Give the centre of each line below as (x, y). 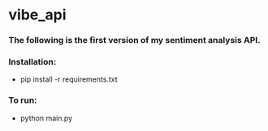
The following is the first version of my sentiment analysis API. (135, 40)
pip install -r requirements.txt (69, 79)
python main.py (46, 118)
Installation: (32, 62)
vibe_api (37, 15)
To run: (23, 100)
